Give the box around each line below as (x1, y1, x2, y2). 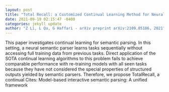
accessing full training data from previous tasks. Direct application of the (5, 50, 156, 56)
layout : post (5, 7, 33, 12)
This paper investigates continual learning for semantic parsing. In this (5, 39, 151, 45)
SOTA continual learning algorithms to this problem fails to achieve (5, 55, 143, 61)
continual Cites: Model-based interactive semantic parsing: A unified (5, 77, 147, 83)
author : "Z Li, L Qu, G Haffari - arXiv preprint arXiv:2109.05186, (5, 26, 152, 31)
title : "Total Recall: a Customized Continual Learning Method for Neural (5, 12, 165, 17)
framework (5, 82, 28, 88)
